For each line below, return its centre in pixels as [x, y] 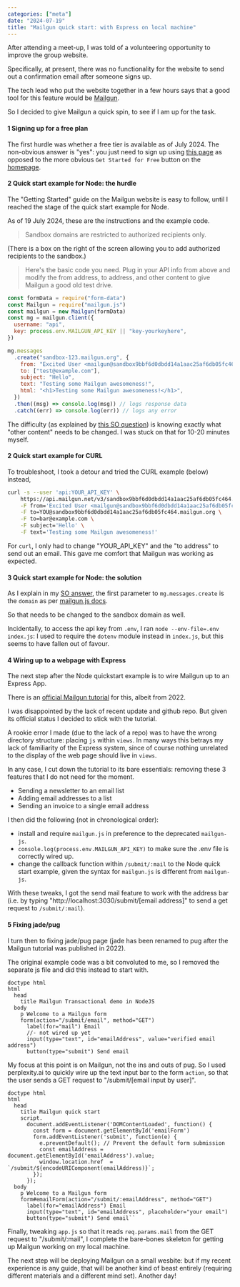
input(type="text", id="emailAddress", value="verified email [121, 1039]
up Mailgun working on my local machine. [69, 1246]
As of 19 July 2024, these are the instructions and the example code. [109, 220]
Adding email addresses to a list [65, 798]
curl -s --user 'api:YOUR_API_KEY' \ [64, 492]
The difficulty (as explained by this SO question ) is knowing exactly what [114, 424]
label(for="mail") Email [63, 1026]
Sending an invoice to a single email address [83, 806]
